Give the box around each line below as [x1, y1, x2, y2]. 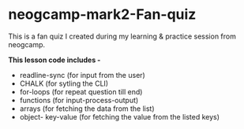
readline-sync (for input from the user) [19, 70, 146, 79]
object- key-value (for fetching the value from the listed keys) [19, 112, 220, 121]
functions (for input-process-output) [19, 95, 139, 105]
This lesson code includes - [8, 55, 101, 64]
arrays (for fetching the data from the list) [19, 104, 156, 113]
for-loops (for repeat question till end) [19, 87, 143, 96]
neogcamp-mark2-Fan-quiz [8, 6, 197, 24]
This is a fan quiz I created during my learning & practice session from [8, 31, 237, 41]
